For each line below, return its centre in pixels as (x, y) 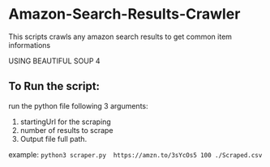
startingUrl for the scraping (65, 122)
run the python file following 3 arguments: (78, 105)
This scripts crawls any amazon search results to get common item (120, 36)
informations (30, 45)
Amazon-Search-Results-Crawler (124, 14)
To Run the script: (54, 86)
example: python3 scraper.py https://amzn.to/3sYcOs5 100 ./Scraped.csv (135, 154)
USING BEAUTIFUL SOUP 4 (54, 61)
